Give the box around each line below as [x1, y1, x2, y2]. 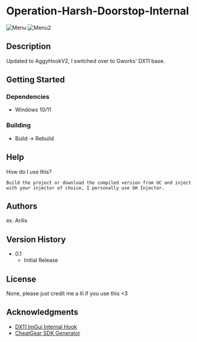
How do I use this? [6, 168, 52, 175]
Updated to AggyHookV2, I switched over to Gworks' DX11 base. [6, 57, 165, 64]
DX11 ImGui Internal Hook [14, 323, 77, 330]
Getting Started [6, 75, 65, 85]
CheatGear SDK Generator [14, 329, 81, 337]
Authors [6, 201, 38, 211]
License [6, 274, 37, 284]
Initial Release [23, 256, 59, 264]
